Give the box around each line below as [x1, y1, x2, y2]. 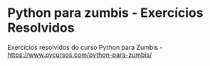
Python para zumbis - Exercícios [7, 5, 204, 21]
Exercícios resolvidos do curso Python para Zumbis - [7, 43, 163, 51]
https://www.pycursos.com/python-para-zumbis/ [7, 51, 152, 59]
